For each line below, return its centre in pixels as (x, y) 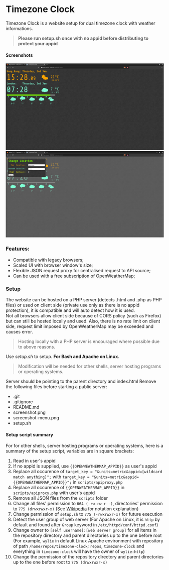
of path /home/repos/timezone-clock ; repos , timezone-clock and (78, 546)
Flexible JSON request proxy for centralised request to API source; (82, 270)
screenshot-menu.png (36, 417)
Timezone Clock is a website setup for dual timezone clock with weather (80, 23)
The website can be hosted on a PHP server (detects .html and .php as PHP (84, 299)
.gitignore (23, 402)
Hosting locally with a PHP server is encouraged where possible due (89, 341)
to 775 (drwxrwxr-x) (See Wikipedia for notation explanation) (76, 509)
